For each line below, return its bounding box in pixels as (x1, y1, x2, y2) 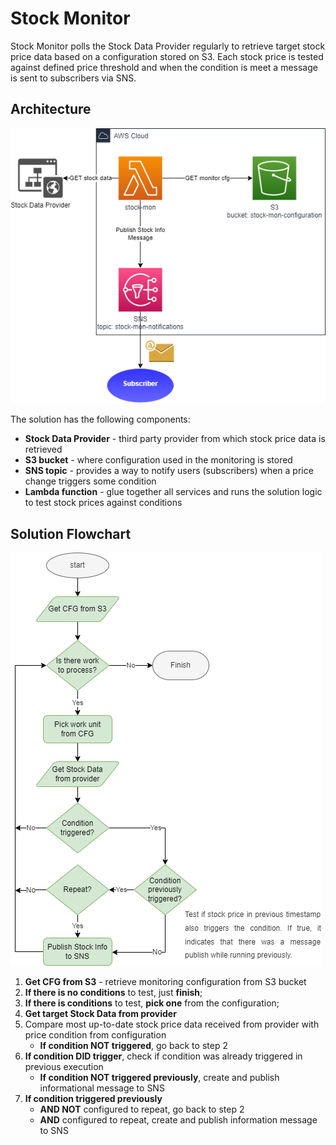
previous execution (24, 1061, 104, 1073)
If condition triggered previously (24, 1093, 163, 1105)
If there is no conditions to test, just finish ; (24, 987, 203, 999)
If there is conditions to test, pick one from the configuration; (24, 997, 280, 1009)
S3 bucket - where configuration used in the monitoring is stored (24, 454, 293, 466)
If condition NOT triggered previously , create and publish (39, 1072, 280, 1084)
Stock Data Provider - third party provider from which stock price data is (24, 433, 326, 445)
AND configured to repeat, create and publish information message (39, 1114, 318, 1126)
